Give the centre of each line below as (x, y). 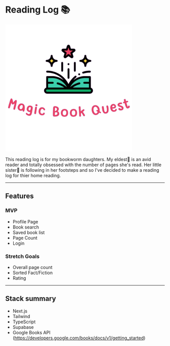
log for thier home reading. (33, 175)
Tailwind (21, 316)
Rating (19, 278)
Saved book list (29, 232)
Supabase (23, 327)
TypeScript (24, 322)
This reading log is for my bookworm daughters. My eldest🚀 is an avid (78, 159)
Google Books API (31, 332)
